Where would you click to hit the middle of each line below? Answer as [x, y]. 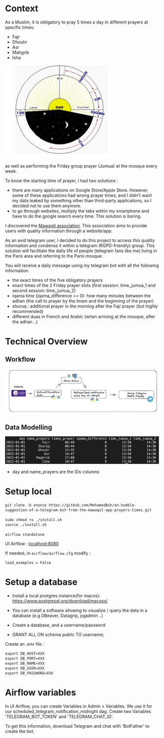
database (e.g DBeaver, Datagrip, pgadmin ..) [58, 616]
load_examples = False [28, 563]
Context [22, 9]
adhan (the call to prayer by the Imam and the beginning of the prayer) [83, 301]
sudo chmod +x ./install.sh [34, 520]
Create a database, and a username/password [59, 625]
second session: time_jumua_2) [44, 290]
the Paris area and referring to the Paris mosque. [54, 256]
